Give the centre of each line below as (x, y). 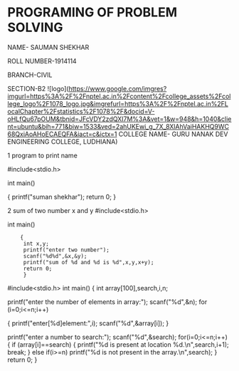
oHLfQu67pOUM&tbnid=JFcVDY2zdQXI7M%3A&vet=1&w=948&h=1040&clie (119, 119)
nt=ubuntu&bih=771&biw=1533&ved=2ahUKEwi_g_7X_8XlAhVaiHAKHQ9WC (118, 126)
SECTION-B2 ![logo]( (38, 88)
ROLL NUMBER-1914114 (42, 61)
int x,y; (36, 244)
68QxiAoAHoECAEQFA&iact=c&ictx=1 (62, 134)
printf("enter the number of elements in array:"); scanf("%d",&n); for (107, 302)
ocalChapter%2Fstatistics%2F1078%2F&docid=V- (81, 111)
